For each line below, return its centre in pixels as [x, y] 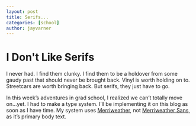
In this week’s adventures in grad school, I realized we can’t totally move [94, 98]
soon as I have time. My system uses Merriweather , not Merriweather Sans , [98, 111]
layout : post [22, 12]
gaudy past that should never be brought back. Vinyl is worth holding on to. [98, 80]
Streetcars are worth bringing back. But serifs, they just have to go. [88, 86]
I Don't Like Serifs [50, 57]
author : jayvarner [29, 28]
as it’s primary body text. [36, 117]
